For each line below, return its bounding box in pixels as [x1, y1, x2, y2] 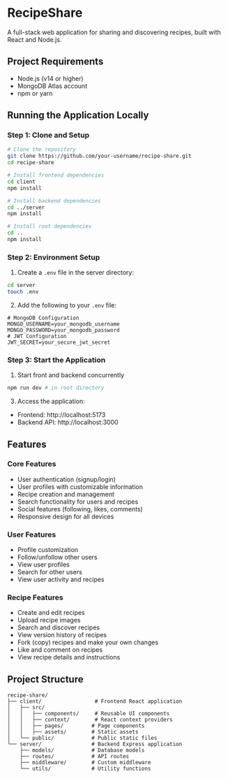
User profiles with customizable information [17, 482, 143, 490]
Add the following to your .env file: [17, 300, 117, 309]
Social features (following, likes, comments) [17, 504, 143, 513]
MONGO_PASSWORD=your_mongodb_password [7, 326, 120, 333]
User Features [7, 530, 56, 539]
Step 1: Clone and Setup [7, 131, 90, 140]
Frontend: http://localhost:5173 [17, 411, 106, 419]
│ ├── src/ [7, 704, 45, 711]
